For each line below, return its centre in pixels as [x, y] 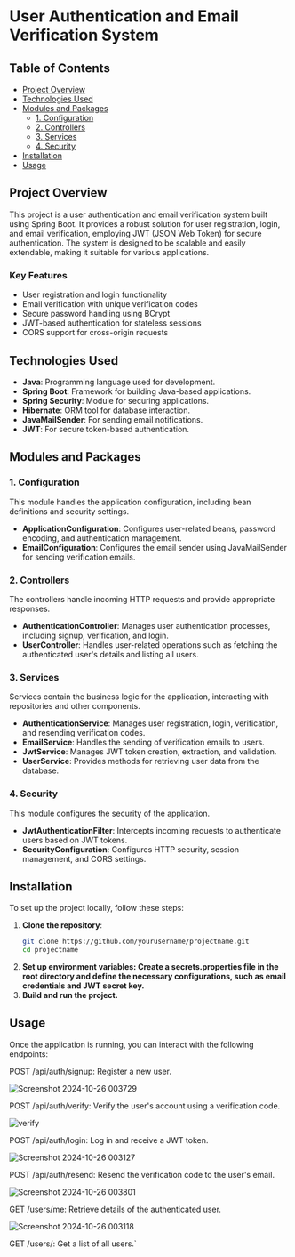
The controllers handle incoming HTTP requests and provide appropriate [142, 599]
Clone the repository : [62, 925]
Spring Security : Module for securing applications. [116, 400]
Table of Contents [60, 68]
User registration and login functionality [95, 294]
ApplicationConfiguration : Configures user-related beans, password [149, 528]
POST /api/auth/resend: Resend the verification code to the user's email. [142, 1174]
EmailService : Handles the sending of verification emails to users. [143, 742]
